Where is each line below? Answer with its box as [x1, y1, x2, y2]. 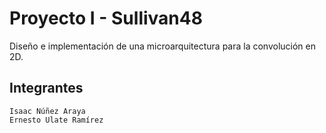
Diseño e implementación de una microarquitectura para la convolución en [9, 40, 317, 52]
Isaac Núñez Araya [9, 106, 86, 116]
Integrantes [9, 80, 84, 97]
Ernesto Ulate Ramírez [9, 115, 104, 125]
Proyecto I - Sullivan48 [9, 7, 203, 30]
